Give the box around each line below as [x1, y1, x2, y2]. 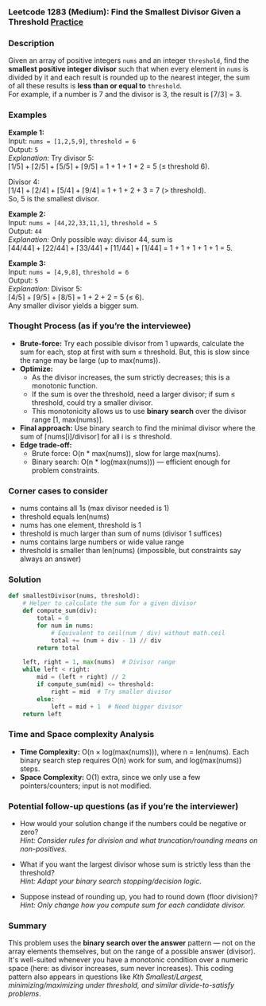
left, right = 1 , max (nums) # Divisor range [22, 658, 176, 666]
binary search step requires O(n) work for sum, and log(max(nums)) [19, 755, 242, 765]
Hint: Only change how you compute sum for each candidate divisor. [19, 900, 246, 910]
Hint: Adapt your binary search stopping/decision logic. [19, 876, 202, 886]
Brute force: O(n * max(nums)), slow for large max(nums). [31, 448, 221, 458]
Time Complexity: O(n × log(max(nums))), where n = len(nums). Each [19, 747, 249, 756]
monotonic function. [31, 380, 98, 390]
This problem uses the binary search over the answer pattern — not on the [8, 938, 256, 948]
